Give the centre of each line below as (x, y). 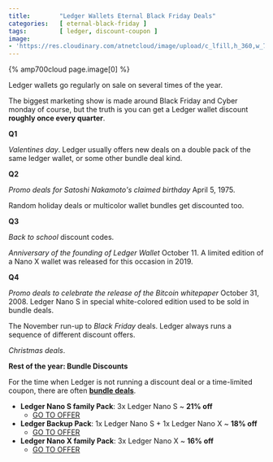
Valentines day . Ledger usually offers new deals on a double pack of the (130, 150)
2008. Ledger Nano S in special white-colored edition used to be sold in (129, 302)
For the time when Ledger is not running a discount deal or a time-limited (131, 382)
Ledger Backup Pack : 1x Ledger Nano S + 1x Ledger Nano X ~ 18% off (139, 424)
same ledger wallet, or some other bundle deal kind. (95, 159)
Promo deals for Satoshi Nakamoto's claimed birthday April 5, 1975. (122, 190)
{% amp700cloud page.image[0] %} (69, 69)
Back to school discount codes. (61, 238)
